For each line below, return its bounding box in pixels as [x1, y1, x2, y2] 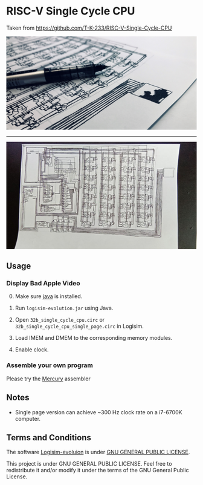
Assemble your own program [6, 361, 94, 369]
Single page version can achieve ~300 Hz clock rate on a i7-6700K [14, 408, 182, 415]
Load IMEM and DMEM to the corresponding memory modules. [14, 334, 173, 342]
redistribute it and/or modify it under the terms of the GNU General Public [6, 467, 189, 474]
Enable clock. [14, 346, 49, 353]
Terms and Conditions [6, 432, 92, 443]
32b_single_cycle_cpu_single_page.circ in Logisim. [14, 322, 144, 330]
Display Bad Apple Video [6, 279, 80, 288]
